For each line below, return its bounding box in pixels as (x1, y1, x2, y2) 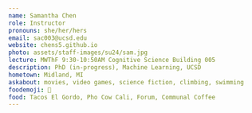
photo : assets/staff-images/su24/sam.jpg (8, 49, 148, 56)
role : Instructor (8, 19, 66, 27)
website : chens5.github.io (8, 41, 98, 49)
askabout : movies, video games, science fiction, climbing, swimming (8, 78, 245, 86)
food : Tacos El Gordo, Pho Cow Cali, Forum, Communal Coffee (8, 93, 216, 101)
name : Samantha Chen (8, 11, 77, 20)
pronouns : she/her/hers (8, 26, 88, 34)
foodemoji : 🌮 (8, 85, 52, 94)
